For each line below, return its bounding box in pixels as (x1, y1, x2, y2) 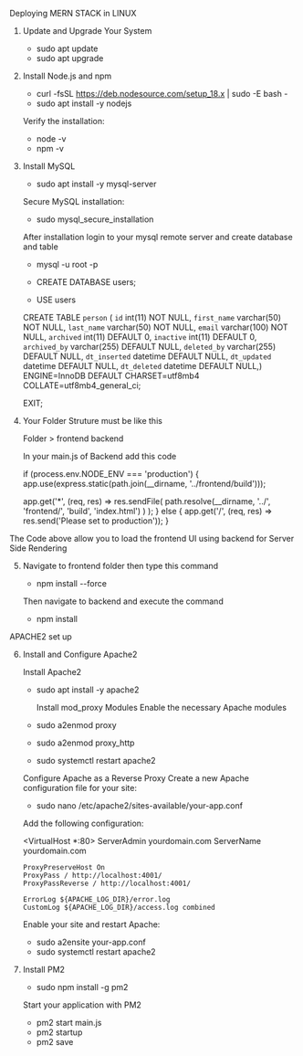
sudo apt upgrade (36, 53, 104, 63)
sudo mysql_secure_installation (36, 214, 154, 225)
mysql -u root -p (36, 259, 99, 269)
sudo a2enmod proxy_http (36, 737, 135, 748)
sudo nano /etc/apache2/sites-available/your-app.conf (36, 800, 244, 811)
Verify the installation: (22, 116, 105, 126)
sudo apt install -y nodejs (36, 98, 132, 109)
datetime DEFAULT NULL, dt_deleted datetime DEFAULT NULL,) (22, 361, 263, 371)
